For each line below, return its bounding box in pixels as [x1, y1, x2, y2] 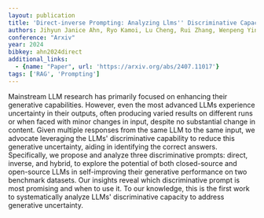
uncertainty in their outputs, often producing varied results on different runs [8, 108, 253, 118]
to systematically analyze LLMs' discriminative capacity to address [8, 192, 225, 201]
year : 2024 [8, 41, 44, 49]
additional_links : [8, 56, 68, 64]
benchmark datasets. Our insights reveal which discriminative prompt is [8, 175, 240, 185]
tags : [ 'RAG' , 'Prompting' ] [8, 70, 101, 78]
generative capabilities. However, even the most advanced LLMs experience [8, 100, 255, 109]
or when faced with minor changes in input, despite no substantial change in [8, 116, 256, 126]
